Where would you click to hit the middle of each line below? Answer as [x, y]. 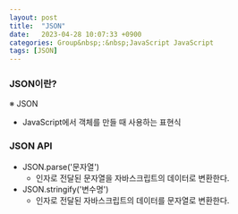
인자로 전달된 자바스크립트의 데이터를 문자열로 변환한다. [132, 200]
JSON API [31, 146]
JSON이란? [33, 84]
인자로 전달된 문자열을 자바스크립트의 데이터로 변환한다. [132, 178]
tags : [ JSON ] [34, 51]
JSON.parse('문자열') [61, 167]
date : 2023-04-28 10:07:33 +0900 [76, 34]
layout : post [34, 17]
